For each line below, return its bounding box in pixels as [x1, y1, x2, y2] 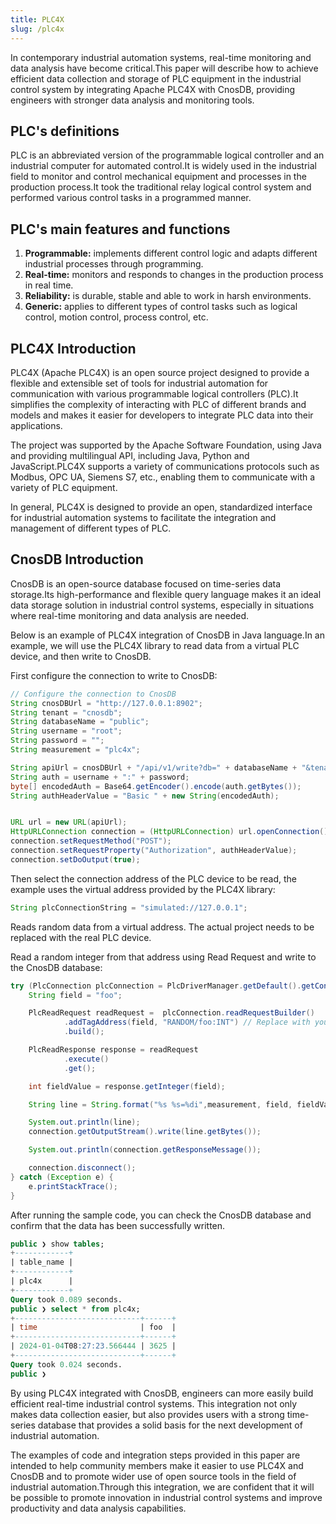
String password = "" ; [10, 736, 105, 746]
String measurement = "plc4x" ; [10, 745, 141, 755]
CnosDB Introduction [10, 551, 144, 568]
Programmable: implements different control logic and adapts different [24, 247, 318, 260]
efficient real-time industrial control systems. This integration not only [10, 1397, 298, 1410]
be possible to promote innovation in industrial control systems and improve [10, 1491, 323, 1503]
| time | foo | [10, 1322, 177, 1333]
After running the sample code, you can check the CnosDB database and [10, 1209, 312, 1221]
